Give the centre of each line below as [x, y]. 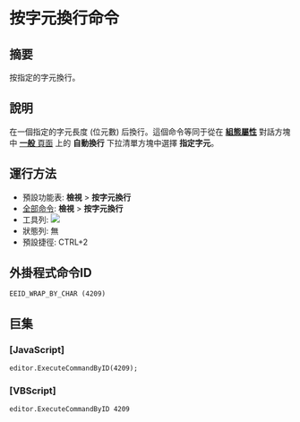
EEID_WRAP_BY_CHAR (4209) [57, 294]
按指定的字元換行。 [45, 78]
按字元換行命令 [64, 18]
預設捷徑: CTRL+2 [55, 242]
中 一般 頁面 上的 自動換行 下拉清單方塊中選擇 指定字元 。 [114, 142]
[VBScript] [33, 391]
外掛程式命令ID [51, 273]
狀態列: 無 [40, 230]
